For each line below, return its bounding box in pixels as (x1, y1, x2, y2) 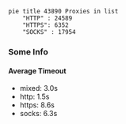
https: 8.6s (19, 100, 55, 110)
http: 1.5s (19, 92, 50, 102)
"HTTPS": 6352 (22, 21, 69, 29)
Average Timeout (8, 66, 67, 75)
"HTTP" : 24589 (22, 14, 73, 22)
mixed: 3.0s (19, 84, 58, 93)
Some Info (8, 46, 49, 57)
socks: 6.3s (19, 109, 58, 118)
